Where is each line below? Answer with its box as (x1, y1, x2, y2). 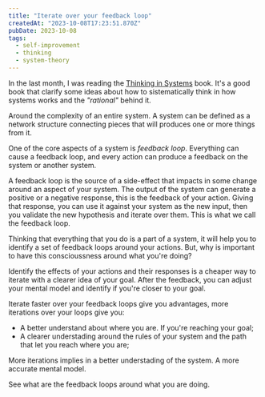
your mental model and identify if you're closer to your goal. (8, 283, 207, 293)
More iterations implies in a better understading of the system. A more (8, 355, 239, 365)
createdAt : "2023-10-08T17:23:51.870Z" (8, 19, 142, 27)
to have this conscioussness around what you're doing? (8, 251, 192, 260)
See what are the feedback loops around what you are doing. (8, 379, 211, 389)
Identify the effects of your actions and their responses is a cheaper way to (8, 266, 256, 276)
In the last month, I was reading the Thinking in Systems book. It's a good (8, 78, 251, 88)
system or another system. (8, 160, 97, 170)
